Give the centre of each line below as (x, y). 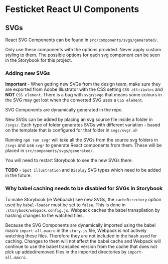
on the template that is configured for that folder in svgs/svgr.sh (71, 130)
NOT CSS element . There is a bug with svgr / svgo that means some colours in (83, 95)
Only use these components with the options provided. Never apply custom (83, 49)
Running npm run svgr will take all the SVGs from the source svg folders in (81, 140)
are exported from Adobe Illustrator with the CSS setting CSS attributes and (84, 89)
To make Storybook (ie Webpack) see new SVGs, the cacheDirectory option (83, 199)
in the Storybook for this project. (39, 60)
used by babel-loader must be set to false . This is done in (65, 205)
